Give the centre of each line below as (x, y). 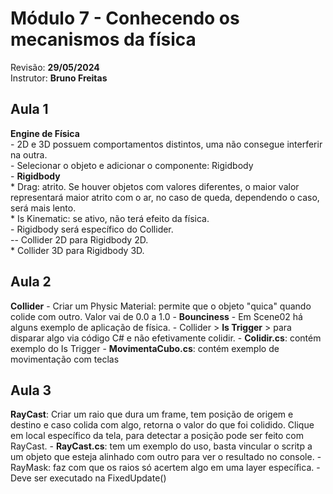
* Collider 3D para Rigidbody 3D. (77, 250)
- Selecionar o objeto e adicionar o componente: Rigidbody (132, 165)
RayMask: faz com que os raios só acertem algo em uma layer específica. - (165, 468)
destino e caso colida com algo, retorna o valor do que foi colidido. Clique (162, 425)
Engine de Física (45, 133)
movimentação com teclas (65, 359)
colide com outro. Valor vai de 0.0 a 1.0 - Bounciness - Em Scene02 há (156, 316)
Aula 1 (29, 109)
